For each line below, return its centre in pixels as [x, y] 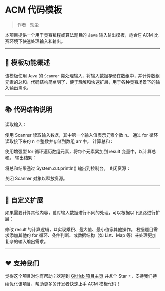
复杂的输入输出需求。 [27, 242]
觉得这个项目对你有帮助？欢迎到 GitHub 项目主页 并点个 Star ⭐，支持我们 [79, 276]
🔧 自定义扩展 [24, 200]
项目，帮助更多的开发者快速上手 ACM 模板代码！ [71, 284]
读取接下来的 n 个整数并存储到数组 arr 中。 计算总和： [60, 141]
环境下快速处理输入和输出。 [37, 41]
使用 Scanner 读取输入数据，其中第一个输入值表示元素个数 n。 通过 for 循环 [82, 135]
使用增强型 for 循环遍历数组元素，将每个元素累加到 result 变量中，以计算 [79, 151]
